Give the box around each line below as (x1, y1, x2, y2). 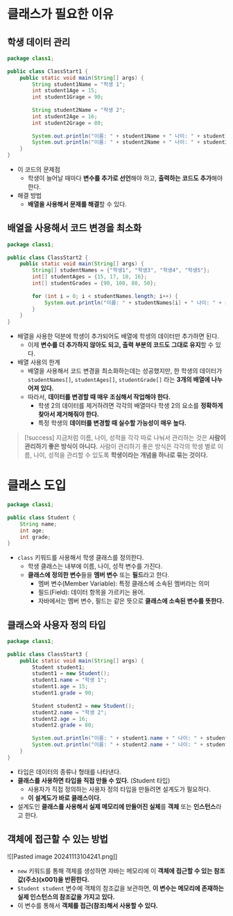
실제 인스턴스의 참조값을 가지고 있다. (17, 892, 115, 901)
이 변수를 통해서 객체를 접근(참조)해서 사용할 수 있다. (17, 901, 158, 910)
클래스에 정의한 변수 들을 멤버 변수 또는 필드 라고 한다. (27, 571, 170, 579)
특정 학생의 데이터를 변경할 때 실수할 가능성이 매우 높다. (37, 419, 187, 427)
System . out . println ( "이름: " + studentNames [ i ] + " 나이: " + (44, 299, 222, 306)
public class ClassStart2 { (7, 254, 89, 261)
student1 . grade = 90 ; (32, 690, 95, 697)
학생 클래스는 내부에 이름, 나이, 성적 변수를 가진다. (27, 562, 163, 570)
